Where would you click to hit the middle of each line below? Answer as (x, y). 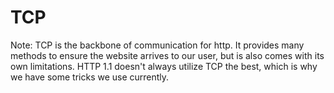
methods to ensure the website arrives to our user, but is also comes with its (167, 55)
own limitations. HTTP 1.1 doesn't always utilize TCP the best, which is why (164, 66)
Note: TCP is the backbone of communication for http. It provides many (157, 45)
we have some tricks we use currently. (90, 77)
